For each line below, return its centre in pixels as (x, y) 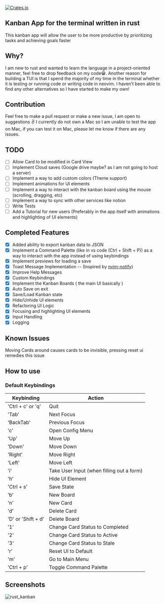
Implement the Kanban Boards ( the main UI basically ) (68, 283)
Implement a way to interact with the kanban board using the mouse (82, 189)
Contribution (25, 105)
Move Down (63, 447)
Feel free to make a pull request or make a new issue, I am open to (73, 116)
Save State (61, 487)
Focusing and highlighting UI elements (51, 311)
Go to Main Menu (69, 559)
